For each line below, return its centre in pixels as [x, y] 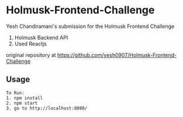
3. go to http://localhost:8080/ [47, 108]
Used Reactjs [30, 44]
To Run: [15, 93]
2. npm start [22, 103]
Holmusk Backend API [41, 37]
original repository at [31, 55]
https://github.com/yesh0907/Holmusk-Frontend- [117, 55]
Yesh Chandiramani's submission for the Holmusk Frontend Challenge [90, 26]
